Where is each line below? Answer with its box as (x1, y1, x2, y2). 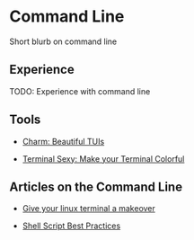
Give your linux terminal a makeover (22, 203, 155, 214)
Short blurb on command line (9, 36, 118, 47)
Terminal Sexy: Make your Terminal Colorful (22, 153, 185, 164)
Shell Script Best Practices (22, 220, 121, 231)
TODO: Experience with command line (9, 85, 151, 96)
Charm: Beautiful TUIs (22, 136, 105, 147)
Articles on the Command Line (9, 179, 182, 194)
